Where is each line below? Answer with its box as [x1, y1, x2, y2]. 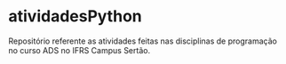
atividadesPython [8, 6, 143, 27]
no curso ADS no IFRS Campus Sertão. [8, 44, 151, 55]
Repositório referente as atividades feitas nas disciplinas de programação [8, 36, 277, 46]
